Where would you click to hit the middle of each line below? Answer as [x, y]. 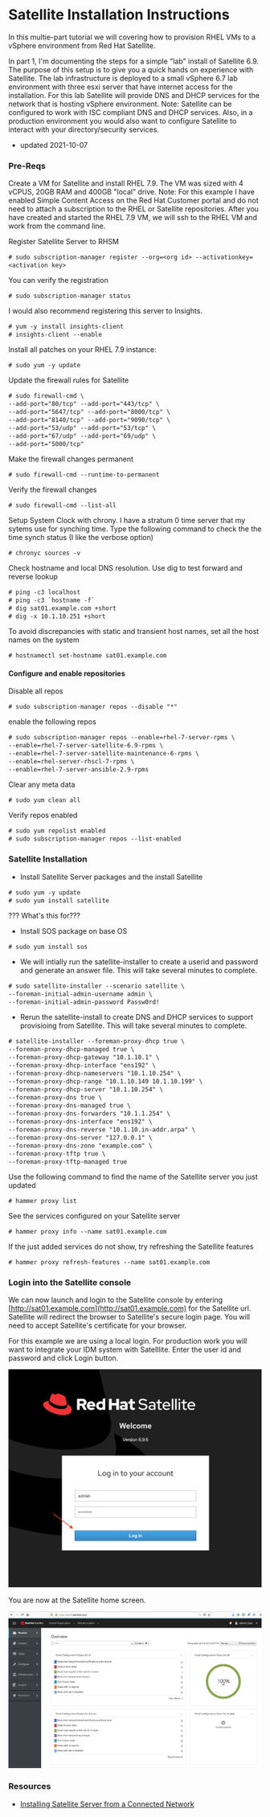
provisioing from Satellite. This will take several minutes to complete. [133, 1025]
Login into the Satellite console [70, 1282]
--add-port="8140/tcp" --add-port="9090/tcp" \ [90, 420]
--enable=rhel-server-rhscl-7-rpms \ [72, 762]
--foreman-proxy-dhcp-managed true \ [72, 1049]
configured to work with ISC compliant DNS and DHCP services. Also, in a [131, 112]
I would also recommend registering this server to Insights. [106, 311]
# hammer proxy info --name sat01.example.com [88, 1231]
